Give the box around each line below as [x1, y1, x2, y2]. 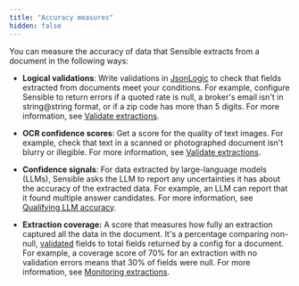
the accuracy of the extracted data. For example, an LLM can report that [21, 183, 288, 193]
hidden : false [9, 21, 62, 30]
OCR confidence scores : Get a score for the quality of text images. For [21, 127, 284, 138]
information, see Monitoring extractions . [21, 266, 170, 277]
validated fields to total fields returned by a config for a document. [39, 238, 284, 249]
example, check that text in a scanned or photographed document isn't [21, 137, 284, 148]
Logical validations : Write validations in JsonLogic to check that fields [21, 72, 282, 83]
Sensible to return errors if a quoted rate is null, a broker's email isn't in [21, 91, 284, 102]
